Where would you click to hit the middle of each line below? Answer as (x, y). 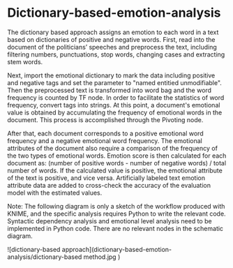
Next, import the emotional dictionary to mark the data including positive (111, 75)
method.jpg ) (102, 257)
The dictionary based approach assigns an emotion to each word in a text (113, 32)
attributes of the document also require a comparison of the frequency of (113, 148)
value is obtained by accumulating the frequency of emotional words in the (115, 112)
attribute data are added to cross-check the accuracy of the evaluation (109, 185)
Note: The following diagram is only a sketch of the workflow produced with (116, 206)
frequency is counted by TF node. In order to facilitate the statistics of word (116, 97)
